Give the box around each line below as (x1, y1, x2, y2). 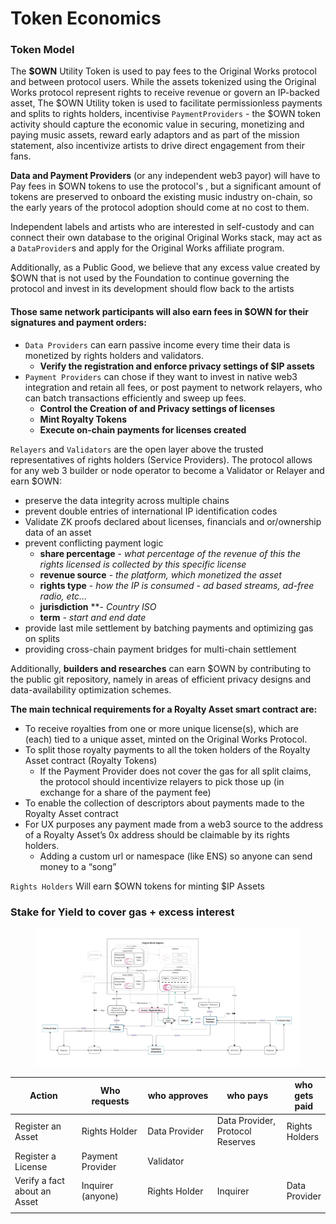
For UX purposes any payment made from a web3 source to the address (24, 818, 324, 830)
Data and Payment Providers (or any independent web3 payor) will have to (10, 170, 321, 182)
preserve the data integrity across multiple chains (24, 494, 230, 506)
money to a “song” (39, 860, 117, 872)
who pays (226, 1090, 269, 1102)
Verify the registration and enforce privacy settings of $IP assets (39, 360, 315, 372)
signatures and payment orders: (10, 317, 147, 329)
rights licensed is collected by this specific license (39, 558, 247, 570)
